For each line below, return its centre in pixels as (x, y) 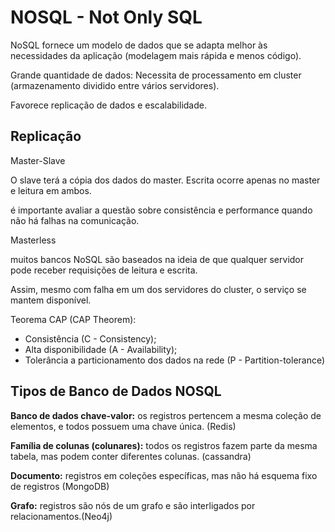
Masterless (33, 240)
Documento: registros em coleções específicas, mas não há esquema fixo (164, 475)
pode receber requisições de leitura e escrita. (104, 270)
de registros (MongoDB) (60, 486)
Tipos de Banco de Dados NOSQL (116, 391)
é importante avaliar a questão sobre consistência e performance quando (161, 210)
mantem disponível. (51, 300)
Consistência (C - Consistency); (90, 338)
